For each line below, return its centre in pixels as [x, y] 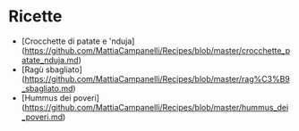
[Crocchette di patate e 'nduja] [78, 41]
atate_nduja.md [50, 60]
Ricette [35, 16]
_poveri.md [42, 117]
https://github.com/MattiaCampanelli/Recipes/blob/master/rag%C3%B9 [157, 78]
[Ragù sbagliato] [51, 70]
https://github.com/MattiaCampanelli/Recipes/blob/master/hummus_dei [157, 107]
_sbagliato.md [47, 88]
